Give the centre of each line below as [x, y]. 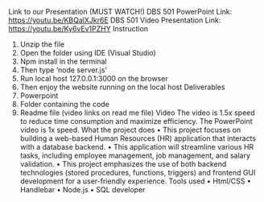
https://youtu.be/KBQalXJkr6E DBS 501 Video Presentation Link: [115, 20]
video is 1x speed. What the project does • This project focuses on [130, 130]
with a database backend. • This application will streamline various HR [137, 147]
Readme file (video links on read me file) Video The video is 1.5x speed [137, 113]
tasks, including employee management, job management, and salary [135, 155]
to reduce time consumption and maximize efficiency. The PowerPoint [136, 121]
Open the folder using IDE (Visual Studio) [88, 53]
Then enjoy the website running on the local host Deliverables [122, 87]
